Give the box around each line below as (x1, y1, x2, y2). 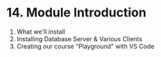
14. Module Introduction (6, 5, 146, 21)
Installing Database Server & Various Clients (16, 34, 143, 43)
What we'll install (16, 27, 65, 36)
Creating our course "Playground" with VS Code (16, 42, 155, 50)
